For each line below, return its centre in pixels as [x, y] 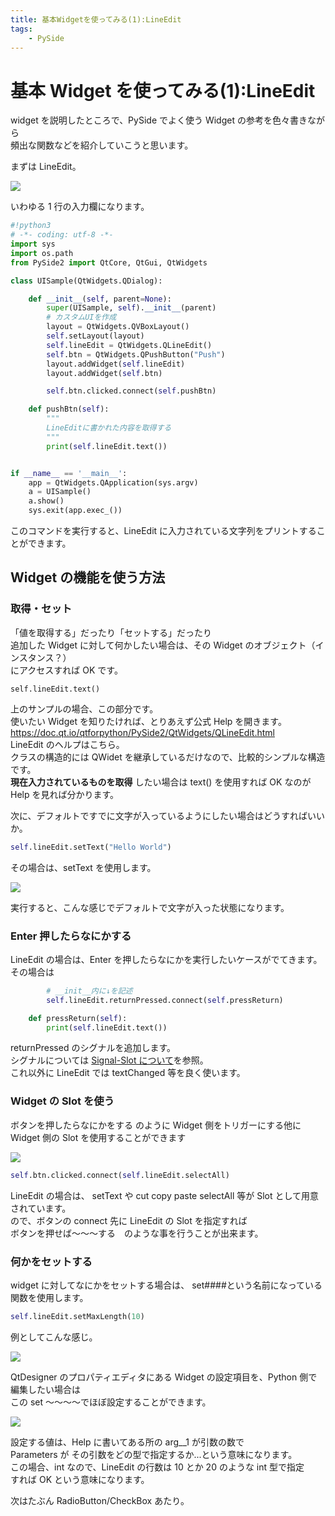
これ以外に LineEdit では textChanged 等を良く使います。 [128, 1073]
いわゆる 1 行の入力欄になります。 [80, 207]
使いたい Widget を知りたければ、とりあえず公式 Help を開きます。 [148, 721]
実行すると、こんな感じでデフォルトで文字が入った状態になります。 [150, 907]
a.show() [46, 501]
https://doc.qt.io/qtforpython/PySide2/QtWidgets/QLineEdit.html [142, 732]
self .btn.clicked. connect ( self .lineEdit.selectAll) [120, 1175]
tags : [21, 29]
